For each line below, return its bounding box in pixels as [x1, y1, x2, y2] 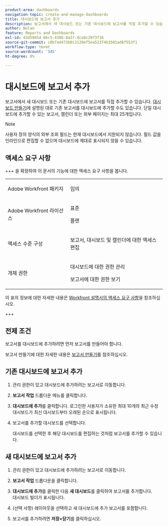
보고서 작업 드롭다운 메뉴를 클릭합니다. [12, 392, 87, 398]
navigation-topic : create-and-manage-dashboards [5, 12, 108, 17]
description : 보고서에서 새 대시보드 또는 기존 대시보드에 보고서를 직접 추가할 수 [5, 21, 154, 26]
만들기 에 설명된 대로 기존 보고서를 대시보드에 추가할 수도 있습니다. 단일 [14, 105, 152, 111]
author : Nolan [5, 26, 35, 31]
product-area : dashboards [5, 7, 59, 12]
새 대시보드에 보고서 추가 [5, 453, 76, 461]
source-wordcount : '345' [5, 49, 57, 54]
